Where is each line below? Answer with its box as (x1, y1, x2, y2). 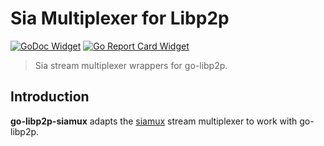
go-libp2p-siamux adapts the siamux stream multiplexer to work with (10, 115, 298, 127)
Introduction (10, 88, 90, 106)
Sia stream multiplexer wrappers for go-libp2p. (34, 59, 228, 71)
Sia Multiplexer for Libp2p (10, 7, 230, 30)
